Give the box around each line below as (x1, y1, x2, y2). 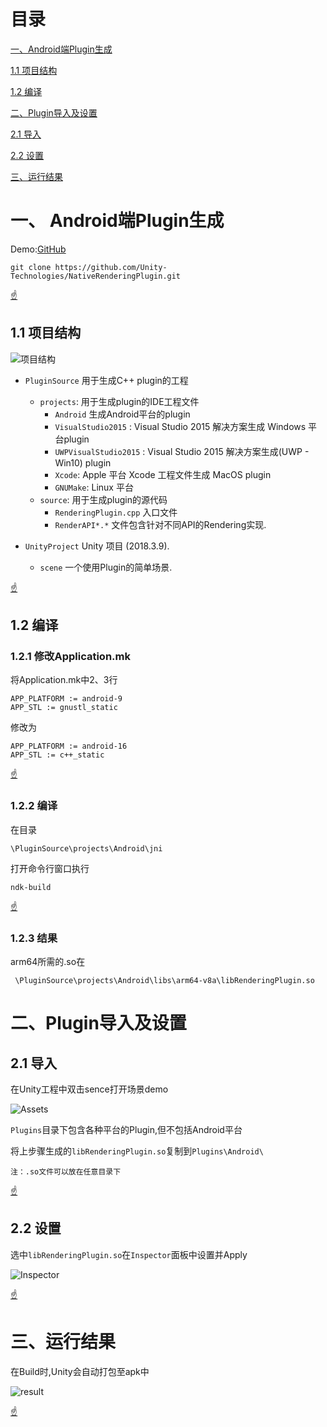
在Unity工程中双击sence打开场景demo (10, 1083, 169, 1095)
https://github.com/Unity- (54, 262, 168, 272)
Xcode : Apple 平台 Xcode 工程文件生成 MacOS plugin (54, 468, 272, 480)
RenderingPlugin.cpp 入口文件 (54, 506, 178, 518)
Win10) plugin (54, 456, 112, 469)
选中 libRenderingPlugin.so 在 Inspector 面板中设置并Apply (10, 1248, 248, 1260)
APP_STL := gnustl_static (10, 703, 118, 713)
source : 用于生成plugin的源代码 (39, 493, 168, 505)
